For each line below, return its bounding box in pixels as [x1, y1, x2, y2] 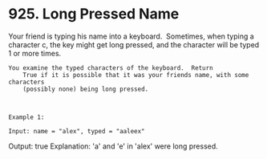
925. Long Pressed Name [8, 5, 180, 23]
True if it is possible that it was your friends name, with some [22, 71, 249, 79]
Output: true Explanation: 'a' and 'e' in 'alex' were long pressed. [8, 141, 218, 151]
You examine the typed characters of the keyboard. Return [8, 63, 214, 72]
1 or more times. [8, 48, 62, 58]
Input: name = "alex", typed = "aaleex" [8, 127, 146, 135]
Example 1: [8, 113, 45, 121]
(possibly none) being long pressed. [22, 85, 149, 93]
